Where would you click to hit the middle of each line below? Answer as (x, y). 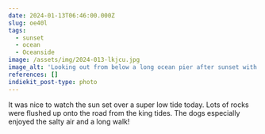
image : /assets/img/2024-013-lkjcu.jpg (74, 60)
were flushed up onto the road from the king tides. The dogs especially (124, 113)
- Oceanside (35, 52)
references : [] (33, 75)
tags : (17, 30)
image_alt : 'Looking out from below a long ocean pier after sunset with (133, 67)
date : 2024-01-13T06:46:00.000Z (61, 15)
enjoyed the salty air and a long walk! (69, 121)
